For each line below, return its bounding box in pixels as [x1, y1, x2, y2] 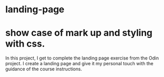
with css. [5, 38, 45, 50]
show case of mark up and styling [5, 27, 153, 39]
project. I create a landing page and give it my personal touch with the [5, 61, 154, 67]
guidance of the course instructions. [5, 66, 82, 72]
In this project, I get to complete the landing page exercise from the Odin [5, 55, 159, 61]
